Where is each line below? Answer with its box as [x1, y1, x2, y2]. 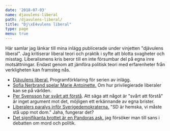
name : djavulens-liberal [5, 12, 58, 17]
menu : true [5, 31, 29, 36]
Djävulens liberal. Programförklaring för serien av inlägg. [12, 77, 131, 83]
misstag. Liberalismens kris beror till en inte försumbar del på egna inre [5, 56, 154, 62]
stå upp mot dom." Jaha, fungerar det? [12, 109, 94, 115]
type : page [5, 27, 29, 32]
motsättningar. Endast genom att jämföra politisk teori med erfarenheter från [5, 62, 165, 67]
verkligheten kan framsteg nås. [5, 67, 70, 73]
